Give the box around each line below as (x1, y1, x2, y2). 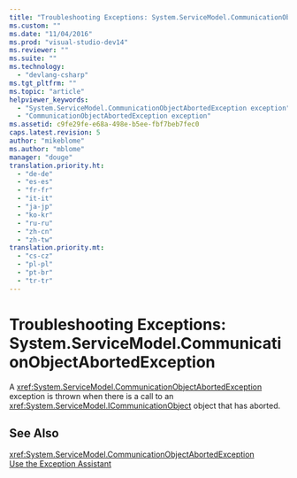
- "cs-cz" (17, 251, 53, 261)
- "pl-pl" (17, 260, 53, 269)
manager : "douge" (9, 152, 73, 162)
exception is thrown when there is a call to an (9, 390, 174, 401)
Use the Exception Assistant (9, 459, 112, 469)
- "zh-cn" (17, 227, 53, 235)
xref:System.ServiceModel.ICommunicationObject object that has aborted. (9, 400, 281, 411)
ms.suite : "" (9, 54, 57, 63)
